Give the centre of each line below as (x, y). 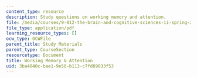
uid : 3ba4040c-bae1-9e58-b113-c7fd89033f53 (60, 66)
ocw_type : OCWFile (28, 39)
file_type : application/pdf (40, 28)
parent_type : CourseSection (40, 50)
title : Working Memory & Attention (50, 60)
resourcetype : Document (35, 55)
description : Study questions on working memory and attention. (86, 17)
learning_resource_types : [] (42, 33)
